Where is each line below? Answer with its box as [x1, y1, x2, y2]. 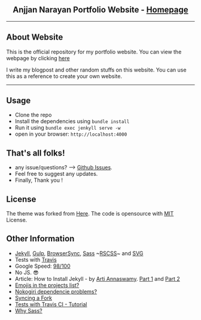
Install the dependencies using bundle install [14, 118, 130, 125]
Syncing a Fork [14, 294, 53, 301]
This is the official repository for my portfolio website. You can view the [6, 48, 182, 55]
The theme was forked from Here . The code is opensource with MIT [6, 210, 174, 217]
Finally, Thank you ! [14, 177, 63, 184]
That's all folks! [6, 148, 65, 158]
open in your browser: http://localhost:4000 [14, 130, 127, 137]
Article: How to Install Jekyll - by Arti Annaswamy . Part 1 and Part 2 [14, 275, 181, 282]
